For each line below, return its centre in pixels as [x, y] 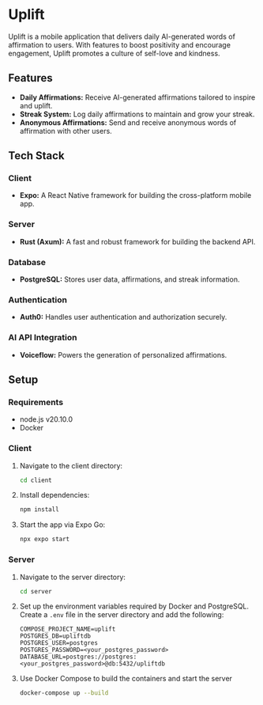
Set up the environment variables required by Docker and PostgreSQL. [134, 606]
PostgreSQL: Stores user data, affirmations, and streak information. [130, 279]
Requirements [36, 402]
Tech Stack [36, 156]
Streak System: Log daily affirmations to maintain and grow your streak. [137, 114]
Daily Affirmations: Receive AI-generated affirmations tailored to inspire [137, 97]
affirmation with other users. [66, 131]
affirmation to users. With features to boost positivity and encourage [120, 44]
